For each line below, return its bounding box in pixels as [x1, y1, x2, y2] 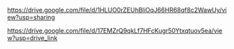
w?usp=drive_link [7, 34, 58, 42]
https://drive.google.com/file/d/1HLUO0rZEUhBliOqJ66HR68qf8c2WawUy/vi [7, 6, 227, 14]
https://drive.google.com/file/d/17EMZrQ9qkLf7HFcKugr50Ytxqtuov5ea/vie [7, 27, 223, 35]
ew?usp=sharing [7, 13, 56, 21]
